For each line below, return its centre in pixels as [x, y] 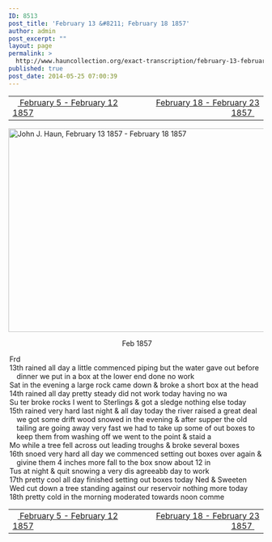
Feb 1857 [137, 343]
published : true [36, 69]
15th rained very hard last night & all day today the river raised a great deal [133, 411]
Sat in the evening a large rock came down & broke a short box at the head [134, 385]
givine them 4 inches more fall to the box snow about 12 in [114, 462]
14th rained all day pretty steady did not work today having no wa [119, 393]
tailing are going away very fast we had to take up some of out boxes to [136, 428]
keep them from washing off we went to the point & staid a [114, 436]
